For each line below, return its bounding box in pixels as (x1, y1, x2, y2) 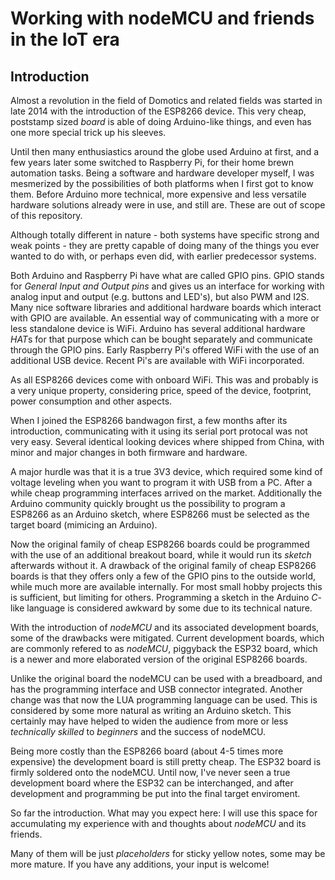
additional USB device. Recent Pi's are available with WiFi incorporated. (10, 355, 305, 366)
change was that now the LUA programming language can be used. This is (10, 694, 318, 706)
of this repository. (10, 210, 83, 221)
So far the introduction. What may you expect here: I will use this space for (10, 807, 318, 819)
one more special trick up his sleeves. (10, 127, 167, 138)
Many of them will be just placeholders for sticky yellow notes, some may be (10, 848, 326, 859)
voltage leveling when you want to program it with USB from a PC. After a (10, 477, 313, 488)
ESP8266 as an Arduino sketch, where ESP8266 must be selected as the (10, 508, 310, 520)
